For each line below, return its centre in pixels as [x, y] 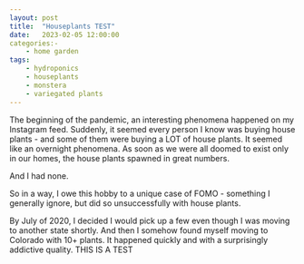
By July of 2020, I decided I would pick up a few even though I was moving [150, 220]
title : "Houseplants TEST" [63, 26]
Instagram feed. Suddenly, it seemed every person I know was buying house [152, 129]
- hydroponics [52, 69]
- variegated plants [64, 93]
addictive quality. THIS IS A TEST [71, 249]
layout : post [34, 18]
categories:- [34, 43]
